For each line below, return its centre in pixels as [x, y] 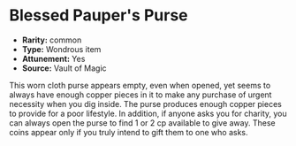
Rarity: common [52, 40]
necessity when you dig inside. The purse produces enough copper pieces [146, 104]
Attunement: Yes [53, 58]
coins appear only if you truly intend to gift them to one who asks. [129, 132]
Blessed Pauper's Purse [99, 15]
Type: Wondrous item [61, 49]
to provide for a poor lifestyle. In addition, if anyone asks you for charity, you [148, 113]
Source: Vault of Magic [65, 68]
